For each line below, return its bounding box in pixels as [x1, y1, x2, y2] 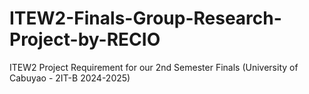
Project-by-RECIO [9, 28, 161, 51]
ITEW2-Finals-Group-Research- [9, 7, 282, 30]
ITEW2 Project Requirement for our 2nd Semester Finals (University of [9, 61, 299, 73]
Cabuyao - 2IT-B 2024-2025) [9, 72, 131, 84]
